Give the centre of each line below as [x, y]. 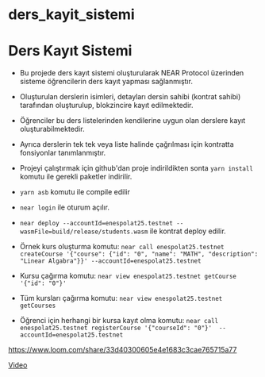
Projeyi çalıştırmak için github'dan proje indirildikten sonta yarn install [136, 168]
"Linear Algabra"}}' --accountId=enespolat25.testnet [110, 261]
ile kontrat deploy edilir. [188, 231]
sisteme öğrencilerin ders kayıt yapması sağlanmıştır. [106, 82]
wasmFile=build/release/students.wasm [84, 232]
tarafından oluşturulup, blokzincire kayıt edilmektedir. [106, 106]
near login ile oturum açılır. [64, 207]
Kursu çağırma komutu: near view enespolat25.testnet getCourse [128, 276]
